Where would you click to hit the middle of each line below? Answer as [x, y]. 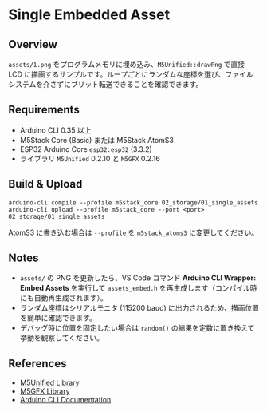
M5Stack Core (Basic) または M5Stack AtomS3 [96, 140]
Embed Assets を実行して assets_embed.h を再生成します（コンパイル [135, 288]
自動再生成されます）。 [71, 298]
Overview [33, 44]
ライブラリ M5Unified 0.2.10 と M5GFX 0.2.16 [90, 158]
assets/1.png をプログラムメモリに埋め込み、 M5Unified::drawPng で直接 [127, 64]
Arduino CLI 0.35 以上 [55, 130]
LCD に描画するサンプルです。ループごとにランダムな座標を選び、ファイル [131, 74]
